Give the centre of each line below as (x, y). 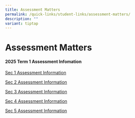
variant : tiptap (22, 23)
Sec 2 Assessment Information (36, 82)
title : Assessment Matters (33, 10)
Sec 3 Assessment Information (36, 91)
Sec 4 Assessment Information (36, 101)
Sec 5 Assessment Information (36, 111)
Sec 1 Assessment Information (36, 72)
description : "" (22, 19)
